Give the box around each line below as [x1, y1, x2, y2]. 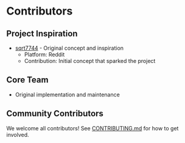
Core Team [6, 75, 49, 85]
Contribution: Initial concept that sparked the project [24, 58, 156, 64]
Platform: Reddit [24, 51, 65, 58]
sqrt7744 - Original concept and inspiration [15, 44, 124, 52]
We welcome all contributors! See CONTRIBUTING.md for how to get [6, 124, 179, 131]
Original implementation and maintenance [15, 91, 120, 98]
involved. [6, 131, 29, 138]
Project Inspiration [6, 28, 78, 39]
